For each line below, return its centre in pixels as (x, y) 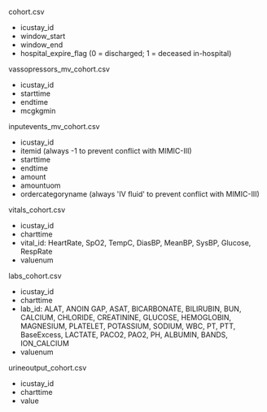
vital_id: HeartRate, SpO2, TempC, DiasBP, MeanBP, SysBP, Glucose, (136, 243)
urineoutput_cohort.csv (48, 368)
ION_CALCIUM (44, 343)
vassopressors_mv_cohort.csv (59, 69)
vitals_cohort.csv (37, 210)
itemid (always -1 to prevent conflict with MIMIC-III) (106, 151)
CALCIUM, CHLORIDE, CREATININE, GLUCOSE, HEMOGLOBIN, (126, 317)
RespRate (36, 252)
